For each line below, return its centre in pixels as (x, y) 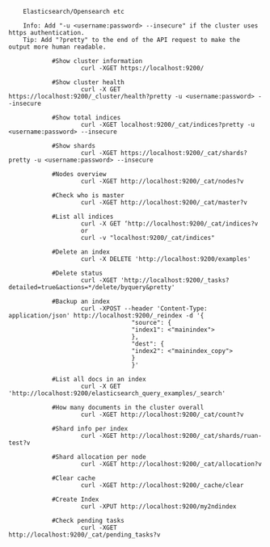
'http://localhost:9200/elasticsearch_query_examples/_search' (117, 393)
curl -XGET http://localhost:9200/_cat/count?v (162, 414)
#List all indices (82, 217)
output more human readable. (57, 47)
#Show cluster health (88, 82)
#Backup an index (81, 301)
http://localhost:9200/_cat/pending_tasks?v (84, 535)
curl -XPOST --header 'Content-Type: (144, 309)
